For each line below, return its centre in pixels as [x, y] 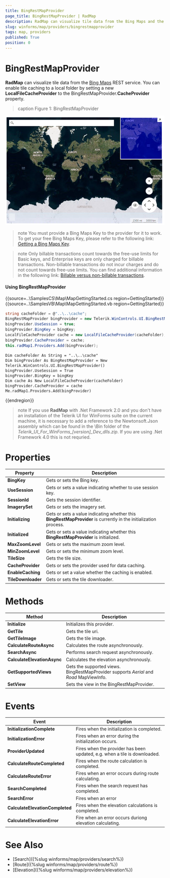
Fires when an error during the [107, 736]
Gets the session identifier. [74, 500]
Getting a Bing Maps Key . [44, 244]
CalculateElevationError [33, 820]
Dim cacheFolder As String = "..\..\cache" [52, 355]
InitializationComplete [31, 729]
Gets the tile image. [86, 638]
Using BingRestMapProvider [36, 287]
